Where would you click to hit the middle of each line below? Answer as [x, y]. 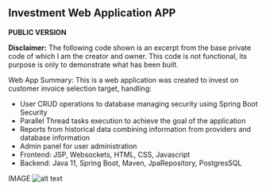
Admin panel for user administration [78, 145]
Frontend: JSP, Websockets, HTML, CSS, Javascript [105, 154]
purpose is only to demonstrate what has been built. [93, 64]
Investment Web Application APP [92, 13]
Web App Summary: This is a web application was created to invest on [123, 79]
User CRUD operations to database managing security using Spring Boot [139, 103]
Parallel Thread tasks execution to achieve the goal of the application [133, 120]
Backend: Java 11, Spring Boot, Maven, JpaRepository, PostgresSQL [131, 163]
